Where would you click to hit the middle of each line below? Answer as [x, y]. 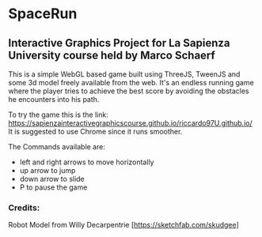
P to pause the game [53, 187]
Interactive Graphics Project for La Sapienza [119, 43]
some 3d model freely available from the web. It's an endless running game [131, 83]
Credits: [24, 208]
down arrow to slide [52, 179]
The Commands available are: [57, 147]
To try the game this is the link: [58, 115]
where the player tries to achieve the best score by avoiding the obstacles [129, 91]
